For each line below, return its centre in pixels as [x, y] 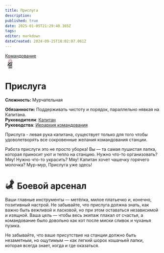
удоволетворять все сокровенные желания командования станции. [76, 139]
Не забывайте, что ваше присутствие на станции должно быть [71, 235]
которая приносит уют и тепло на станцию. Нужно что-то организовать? [81, 154]
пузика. [13, 226]
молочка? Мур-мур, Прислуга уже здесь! [48, 164]
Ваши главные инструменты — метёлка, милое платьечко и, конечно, [78, 199]
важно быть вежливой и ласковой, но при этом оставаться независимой [82, 210]
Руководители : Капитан [31, 119]
